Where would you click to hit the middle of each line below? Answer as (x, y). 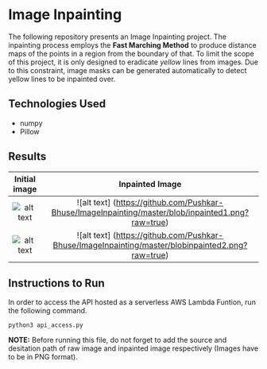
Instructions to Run (56, 283)
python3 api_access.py (46, 325)
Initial (25, 179)
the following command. (48, 311)
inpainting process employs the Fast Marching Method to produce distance (132, 45)
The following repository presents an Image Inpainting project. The (117, 37)
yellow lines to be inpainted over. (62, 79)
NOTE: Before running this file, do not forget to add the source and (118, 340)
